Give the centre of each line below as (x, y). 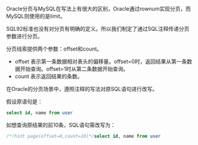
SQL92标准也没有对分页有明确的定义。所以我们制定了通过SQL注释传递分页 (98, 29)
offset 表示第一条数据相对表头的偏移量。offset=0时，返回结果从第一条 (101, 62)
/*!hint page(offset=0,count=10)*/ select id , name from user (84, 136)
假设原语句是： (24, 102)
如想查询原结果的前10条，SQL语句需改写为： (61, 125)
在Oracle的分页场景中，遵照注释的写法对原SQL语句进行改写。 (82, 89)
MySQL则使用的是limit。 (36, 16)
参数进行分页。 (24, 36)
